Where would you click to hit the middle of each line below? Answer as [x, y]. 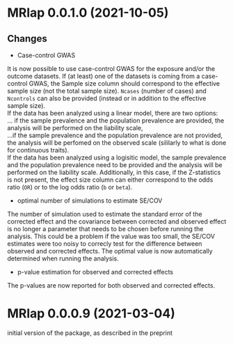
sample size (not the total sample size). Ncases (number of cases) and [107, 91]
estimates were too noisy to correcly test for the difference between [105, 244]
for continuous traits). [38, 150]
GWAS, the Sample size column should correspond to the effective [124, 84]
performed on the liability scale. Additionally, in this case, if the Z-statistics [114, 172]
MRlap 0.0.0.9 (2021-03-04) [91, 314]
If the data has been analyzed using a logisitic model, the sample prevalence [117, 157]
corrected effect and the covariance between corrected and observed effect [117, 221]
